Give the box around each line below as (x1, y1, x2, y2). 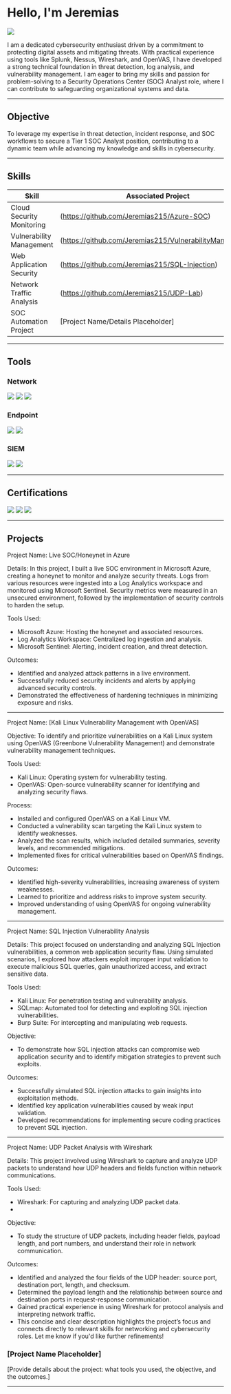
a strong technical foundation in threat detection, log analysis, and (7, 62, 195, 70)
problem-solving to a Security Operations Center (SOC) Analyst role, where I (7, 77, 224, 86)
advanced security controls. (16, 684, 97, 692)
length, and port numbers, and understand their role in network (16, 1239, 196, 1248)
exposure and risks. (16, 698, 74, 707)
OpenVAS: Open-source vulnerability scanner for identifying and (16, 781, 200, 789)
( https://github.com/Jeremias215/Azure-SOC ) (60, 211, 211, 221)
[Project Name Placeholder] (7, 1349, 102, 1359)
